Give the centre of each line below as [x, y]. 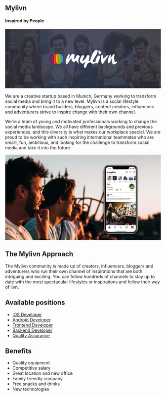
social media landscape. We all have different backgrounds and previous [79, 127]
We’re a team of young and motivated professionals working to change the [81, 121]
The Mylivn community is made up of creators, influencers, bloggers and [79, 266]
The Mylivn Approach [39, 254]
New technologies [31, 389]
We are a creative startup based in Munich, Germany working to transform [81, 96]
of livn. [12, 287]
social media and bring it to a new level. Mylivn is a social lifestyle [72, 101]
